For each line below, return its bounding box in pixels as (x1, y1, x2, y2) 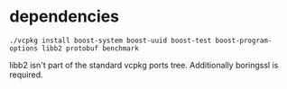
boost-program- (215, 36, 273, 45)
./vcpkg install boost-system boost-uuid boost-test (9, 36, 212, 45)
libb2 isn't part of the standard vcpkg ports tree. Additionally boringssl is (9, 59, 279, 70)
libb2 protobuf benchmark (42, 43, 140, 53)
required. (9, 69, 43, 80)
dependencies (9, 6, 120, 27)
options (9, 43, 39, 53)
